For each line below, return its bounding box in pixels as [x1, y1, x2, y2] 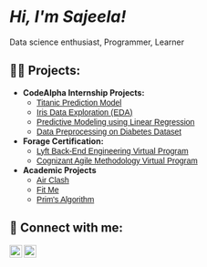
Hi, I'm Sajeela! [9, 6, 127, 27]
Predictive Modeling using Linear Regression [36, 117, 195, 127]
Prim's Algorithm [36, 194, 95, 204]
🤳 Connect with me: [9, 221, 123, 236]
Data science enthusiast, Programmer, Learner [9, 36, 185, 47]
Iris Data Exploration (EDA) [36, 107, 133, 118]
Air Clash [36, 175, 70, 185]
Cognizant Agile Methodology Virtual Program [36, 155, 198, 166]
